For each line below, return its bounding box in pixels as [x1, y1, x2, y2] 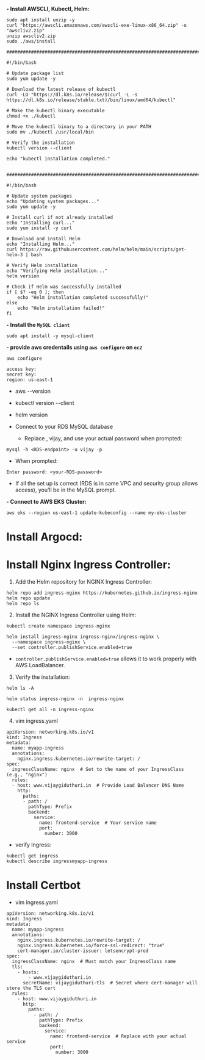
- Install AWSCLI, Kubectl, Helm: [6, 5, 90, 12]
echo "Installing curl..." [6, 220, 75, 226]
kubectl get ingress [6, 853, 59, 859]
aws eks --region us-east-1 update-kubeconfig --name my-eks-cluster [6, 510, 187, 516]
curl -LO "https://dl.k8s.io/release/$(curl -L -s [6, 91, 138, 98]
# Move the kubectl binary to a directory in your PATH [6, 124, 151, 130]
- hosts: [17, 969, 40, 975]
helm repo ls [6, 601, 40, 607]
